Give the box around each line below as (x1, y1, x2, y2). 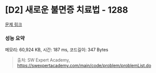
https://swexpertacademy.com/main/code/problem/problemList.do (17, 63, 152, 69)
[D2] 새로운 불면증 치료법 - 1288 (5, 4, 128, 16)
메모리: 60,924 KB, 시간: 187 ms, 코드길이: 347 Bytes (5, 47, 109, 53)
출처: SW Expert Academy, (17, 57, 70, 63)
